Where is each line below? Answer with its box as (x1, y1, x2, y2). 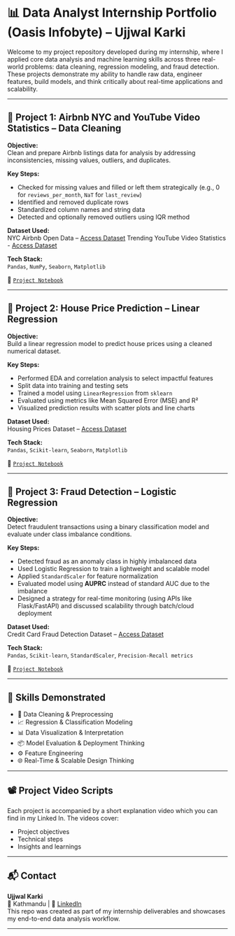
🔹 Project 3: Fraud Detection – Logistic (7, 486, 177, 498)
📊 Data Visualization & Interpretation (17, 728, 124, 737)
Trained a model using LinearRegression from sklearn (17, 389, 173, 397)
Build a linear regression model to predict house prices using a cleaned (7, 339, 212, 347)
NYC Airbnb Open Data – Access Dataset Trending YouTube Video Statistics (7, 233, 226, 242)
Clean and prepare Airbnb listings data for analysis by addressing (7, 148, 196, 157)
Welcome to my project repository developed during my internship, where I (7, 48, 224, 56)
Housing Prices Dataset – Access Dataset (7, 424, 127, 433)
